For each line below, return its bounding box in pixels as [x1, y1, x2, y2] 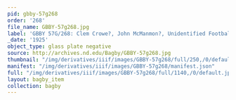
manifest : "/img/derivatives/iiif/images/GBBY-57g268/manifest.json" [7, 63, 216, 70]
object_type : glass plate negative [7, 43, 112, 50]
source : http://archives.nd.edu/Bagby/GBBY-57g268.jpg [7, 50, 171, 57]
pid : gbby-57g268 [7, 10, 58, 18]
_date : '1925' [7, 37, 49, 44]
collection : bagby [7, 82, 61, 89]
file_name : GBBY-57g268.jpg [7, 23, 90, 30]
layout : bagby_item [7, 75, 65, 83]
